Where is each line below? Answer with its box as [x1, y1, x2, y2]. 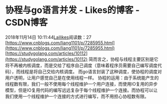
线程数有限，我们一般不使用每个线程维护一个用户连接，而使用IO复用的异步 [5, 81, 158, 87]
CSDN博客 [5, 17, 48, 28]
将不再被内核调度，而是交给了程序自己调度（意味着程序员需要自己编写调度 [5, 62, 158, 68]
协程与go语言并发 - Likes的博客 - [5, 4, 140, 16]
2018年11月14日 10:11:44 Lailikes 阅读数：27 [5, 34, 92, 40]
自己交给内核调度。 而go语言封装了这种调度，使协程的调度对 [37, 68, 162, 74]
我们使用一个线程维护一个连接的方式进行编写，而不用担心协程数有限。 [5, 93, 149, 99]
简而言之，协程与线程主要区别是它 [88, 56, 159, 62]
